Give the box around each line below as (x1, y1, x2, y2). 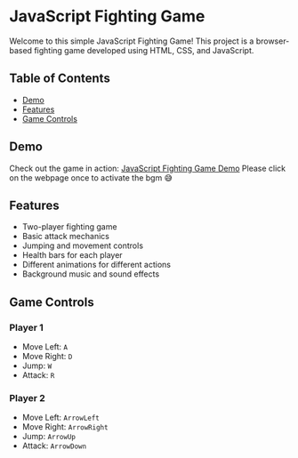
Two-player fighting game (21, 221, 117, 232)
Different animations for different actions (21, 260, 172, 270)
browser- (255, 36, 290, 46)
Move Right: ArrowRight (21, 422, 109, 432)
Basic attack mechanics (21, 231, 109, 242)
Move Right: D (21, 351, 73, 362)
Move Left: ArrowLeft (21, 412, 101, 423)
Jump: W (21, 360, 52, 371)
